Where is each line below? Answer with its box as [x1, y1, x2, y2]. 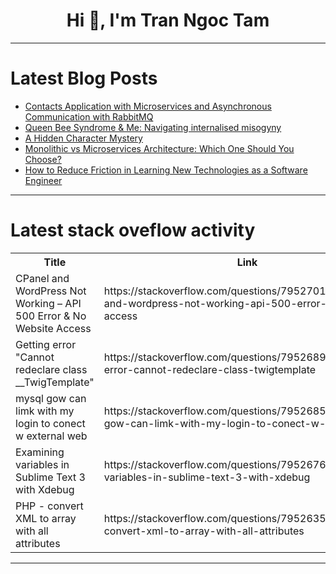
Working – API [15, 296, 82, 310]
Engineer [24, 174, 63, 186]
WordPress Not [15, 284, 87, 298]
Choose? [24, 153, 62, 165]
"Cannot [15, 350, 55, 364]
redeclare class [15, 362, 88, 376]
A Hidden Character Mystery [24, 132, 143, 144]
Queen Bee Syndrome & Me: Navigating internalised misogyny [24, 121, 282, 133]
